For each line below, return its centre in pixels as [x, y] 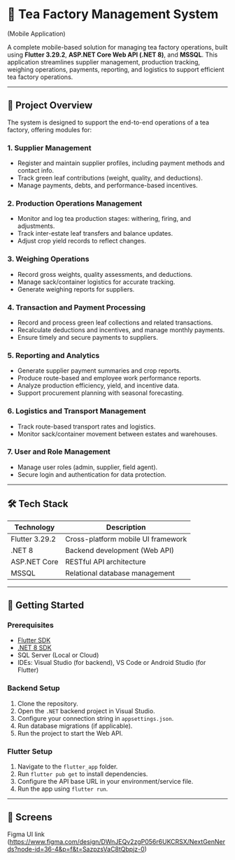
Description [126, 527]
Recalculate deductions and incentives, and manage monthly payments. [121, 330]
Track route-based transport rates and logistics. [86, 427]
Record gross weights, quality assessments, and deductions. [105, 274]
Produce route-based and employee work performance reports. [109, 378]
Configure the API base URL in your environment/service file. [105, 781]
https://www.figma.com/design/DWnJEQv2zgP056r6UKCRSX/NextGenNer [117, 841]
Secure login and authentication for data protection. [92, 474]
